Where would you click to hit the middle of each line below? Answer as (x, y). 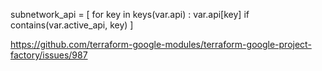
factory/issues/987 (49, 55)
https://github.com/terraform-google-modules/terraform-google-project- (161, 44)
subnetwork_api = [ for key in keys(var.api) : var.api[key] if (130, 14)
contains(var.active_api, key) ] (72, 25)
